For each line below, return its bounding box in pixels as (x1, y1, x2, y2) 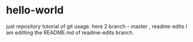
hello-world (6, 3, 64, 17)
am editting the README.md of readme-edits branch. (6, 29, 135, 36)
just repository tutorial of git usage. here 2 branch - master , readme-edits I (6, 23, 187, 30)
